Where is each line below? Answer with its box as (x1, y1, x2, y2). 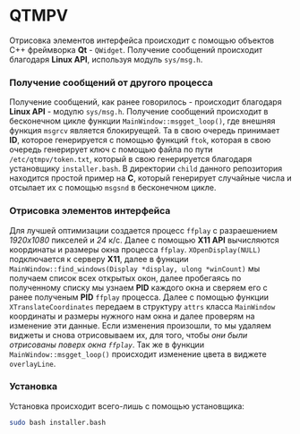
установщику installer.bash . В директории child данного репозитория (9, 163, 283, 174)
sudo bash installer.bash (9, 418, 106, 427)
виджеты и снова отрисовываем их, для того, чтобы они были (9, 329, 248, 340)
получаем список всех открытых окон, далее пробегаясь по (9, 272, 242, 283)
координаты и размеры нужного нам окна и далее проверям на (9, 311, 255, 321)
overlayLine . (9, 358, 56, 369)
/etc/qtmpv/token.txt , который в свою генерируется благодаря (9, 154, 253, 165)
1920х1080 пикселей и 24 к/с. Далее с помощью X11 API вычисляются (9, 234, 279, 245)
